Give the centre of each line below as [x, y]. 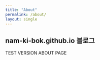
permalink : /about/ [26, 14]
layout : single [21, 19]
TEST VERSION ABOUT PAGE [36, 53]
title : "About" [21, 10]
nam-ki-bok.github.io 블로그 [50, 40]
